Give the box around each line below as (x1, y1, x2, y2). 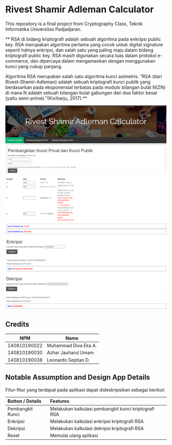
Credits (5, 320, 30, 328)
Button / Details (7, 398, 42, 404)
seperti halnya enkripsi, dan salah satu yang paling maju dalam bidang (5, 47, 154, 53)
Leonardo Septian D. (47, 357, 90, 363)
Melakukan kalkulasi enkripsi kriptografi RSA (50, 418, 144, 424)
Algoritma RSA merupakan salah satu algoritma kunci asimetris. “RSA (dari (5, 73, 162, 79)
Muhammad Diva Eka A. (47, 343, 97, 349)
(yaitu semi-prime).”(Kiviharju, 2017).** (5, 95, 88, 101)
